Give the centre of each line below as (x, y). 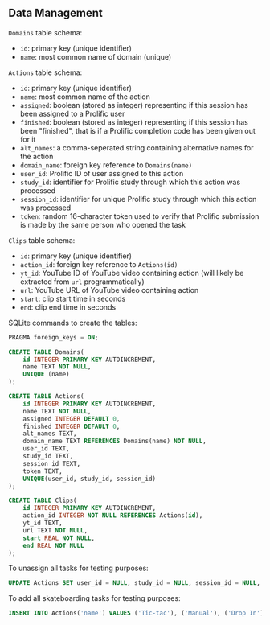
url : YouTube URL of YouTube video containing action (109, 290)
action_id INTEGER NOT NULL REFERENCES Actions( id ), (113, 516)
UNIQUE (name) (46, 374)
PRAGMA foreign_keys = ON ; (53, 337)
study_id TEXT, (48, 456)
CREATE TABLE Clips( (43, 501)
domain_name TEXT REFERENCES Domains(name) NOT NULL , (115, 442)
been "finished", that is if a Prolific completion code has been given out (137, 130)
